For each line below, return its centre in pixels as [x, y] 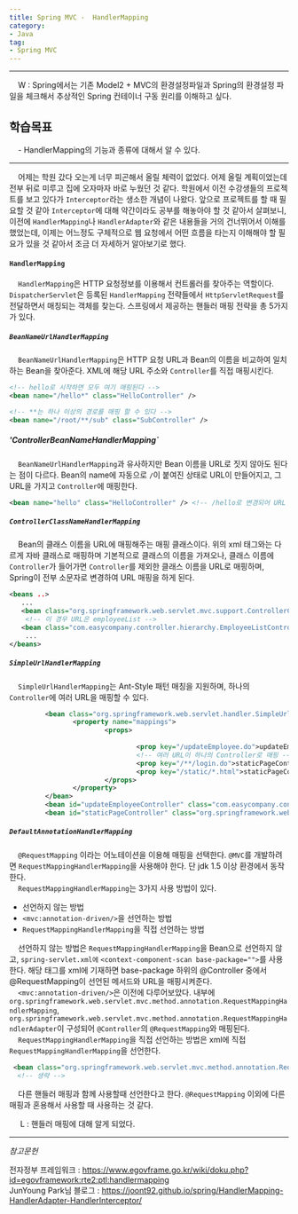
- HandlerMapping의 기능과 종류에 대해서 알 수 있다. [109, 150]
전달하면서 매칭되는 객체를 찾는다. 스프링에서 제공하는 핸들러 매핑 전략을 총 [138, 306]
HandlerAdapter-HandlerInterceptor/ [76, 1200]
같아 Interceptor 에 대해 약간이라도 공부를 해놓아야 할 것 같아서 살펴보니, [161, 210]
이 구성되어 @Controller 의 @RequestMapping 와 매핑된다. [153, 1028]
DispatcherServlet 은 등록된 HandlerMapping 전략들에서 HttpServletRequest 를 [147, 295]
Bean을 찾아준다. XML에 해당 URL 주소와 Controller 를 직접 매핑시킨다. [149, 371]
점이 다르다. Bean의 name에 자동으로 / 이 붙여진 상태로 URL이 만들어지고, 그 [150, 475]
